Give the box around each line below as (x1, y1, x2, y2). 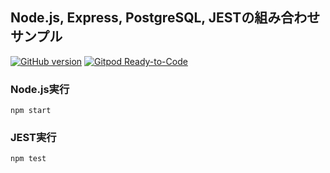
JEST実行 (10, 131, 57, 145)
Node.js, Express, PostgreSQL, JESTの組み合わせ (10, 9, 321, 27)
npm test (10, 154, 47, 164)
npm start (10, 106, 52, 116)
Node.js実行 (10, 82, 70, 96)
